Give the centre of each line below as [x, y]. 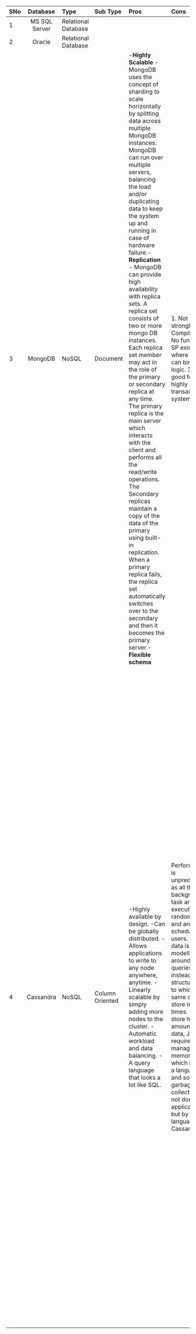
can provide [145, 274]
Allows [138, 946]
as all [178, 887]
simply [138, 1004]
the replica [143, 582]
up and [138, 223]
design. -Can [147, 924]
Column [105, 993]
